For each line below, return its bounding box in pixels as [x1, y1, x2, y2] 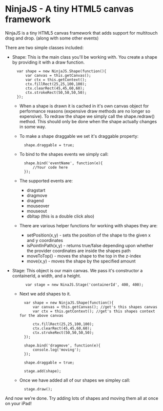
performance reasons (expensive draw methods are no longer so [19, 108, 150, 114]
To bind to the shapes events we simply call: [19, 151, 109, 157]
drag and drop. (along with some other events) [5, 35, 99, 41]
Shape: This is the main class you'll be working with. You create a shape [12, 54, 158, 60]
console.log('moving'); [32, 347, 81, 352]
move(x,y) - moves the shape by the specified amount [26, 258, 136, 264]
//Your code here [32, 165, 68, 170]
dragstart [26, 187, 45, 193]
